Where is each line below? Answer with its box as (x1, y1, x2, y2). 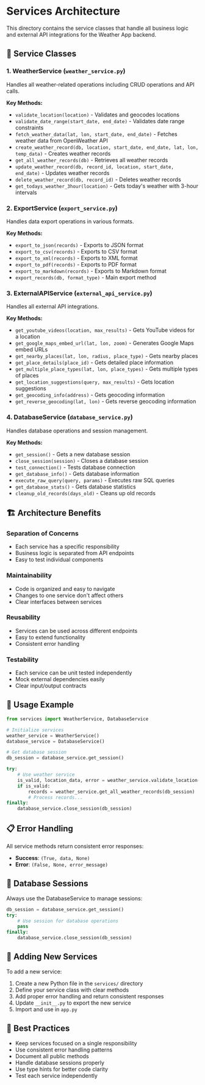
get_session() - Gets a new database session (15, 450, 131, 458)
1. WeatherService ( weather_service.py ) (6, 67, 126, 76)
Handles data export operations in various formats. (6, 218, 134, 225)
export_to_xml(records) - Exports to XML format (15, 254, 138, 262)
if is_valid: (17, 782, 51, 789)
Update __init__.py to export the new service (15, 999, 131, 1006)
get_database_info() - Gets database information (15, 470, 140, 477)
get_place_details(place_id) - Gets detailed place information (15, 359, 174, 367)
